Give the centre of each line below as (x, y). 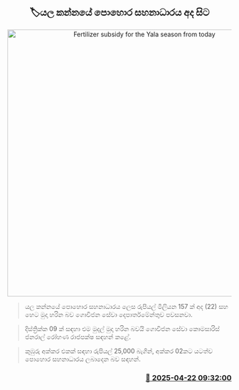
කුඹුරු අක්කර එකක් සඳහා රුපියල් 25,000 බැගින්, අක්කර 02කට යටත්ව (119, 351)
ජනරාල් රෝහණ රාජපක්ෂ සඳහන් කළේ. (78, 337)
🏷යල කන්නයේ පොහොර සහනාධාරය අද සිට (119, 12)
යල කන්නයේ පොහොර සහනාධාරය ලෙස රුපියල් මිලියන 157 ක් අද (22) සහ (127, 306)
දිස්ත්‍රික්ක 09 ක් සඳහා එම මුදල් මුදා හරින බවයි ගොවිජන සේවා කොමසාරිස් (122, 328)
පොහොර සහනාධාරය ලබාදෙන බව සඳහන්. (83, 359)
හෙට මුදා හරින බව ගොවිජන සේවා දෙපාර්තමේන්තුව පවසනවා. (109, 314)
